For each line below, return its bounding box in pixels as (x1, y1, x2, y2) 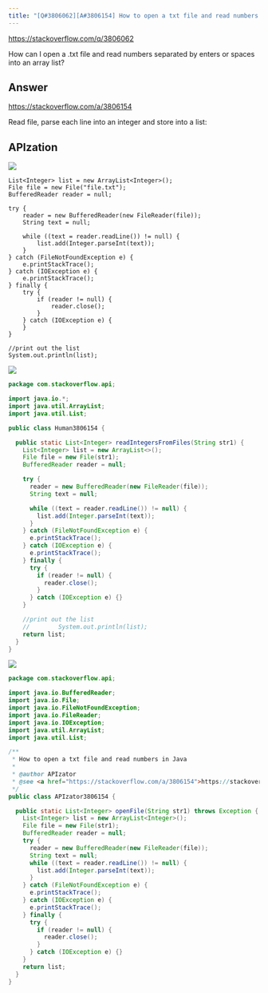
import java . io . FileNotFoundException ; (8, 704, 141, 712)
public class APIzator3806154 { (8, 792, 116, 800)
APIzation (8, 141, 58, 154)
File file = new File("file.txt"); (8, 184, 127, 192)
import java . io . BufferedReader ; (8, 689, 116, 697)
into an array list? (8, 58, 65, 67)
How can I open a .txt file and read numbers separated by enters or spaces (8, 49, 255, 58)
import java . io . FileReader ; (8, 711, 102, 719)
